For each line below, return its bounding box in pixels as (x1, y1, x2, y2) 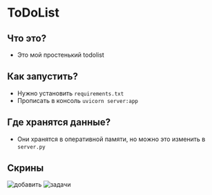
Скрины (7, 162, 44, 174)
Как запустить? (7, 71, 78, 82)
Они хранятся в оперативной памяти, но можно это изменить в (17, 135, 206, 143)
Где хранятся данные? (7, 116, 111, 129)
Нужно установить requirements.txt (17, 89, 124, 98)
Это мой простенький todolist (17, 50, 105, 59)
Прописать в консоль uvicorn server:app (17, 96, 138, 104)
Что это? (7, 32, 47, 44)
